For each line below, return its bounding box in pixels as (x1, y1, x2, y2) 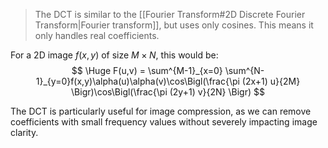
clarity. (10, 127, 39, 138)
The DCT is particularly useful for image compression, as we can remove (10, 105, 312, 117)
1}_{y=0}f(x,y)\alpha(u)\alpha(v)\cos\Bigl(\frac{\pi (35, 75, 240, 87)
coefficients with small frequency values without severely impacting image (10, 116, 318, 128)
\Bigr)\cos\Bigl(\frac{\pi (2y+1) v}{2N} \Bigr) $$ (71, 86, 265, 98)
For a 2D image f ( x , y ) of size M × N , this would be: (10, 49, 219, 61)
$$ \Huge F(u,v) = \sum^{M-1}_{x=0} (71, 65, 223, 76)
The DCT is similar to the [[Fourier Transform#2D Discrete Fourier (34, 9, 306, 20)
